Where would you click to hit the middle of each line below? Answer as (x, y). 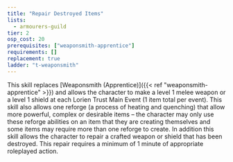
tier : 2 (18, 33)
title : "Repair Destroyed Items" (55, 13)
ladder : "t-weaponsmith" (43, 65)
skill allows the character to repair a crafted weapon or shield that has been (115, 136)
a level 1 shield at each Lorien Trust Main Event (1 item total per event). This (115, 99)
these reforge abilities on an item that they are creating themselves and (109, 121)
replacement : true (34, 59)
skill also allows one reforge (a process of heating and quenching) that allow (116, 107)
